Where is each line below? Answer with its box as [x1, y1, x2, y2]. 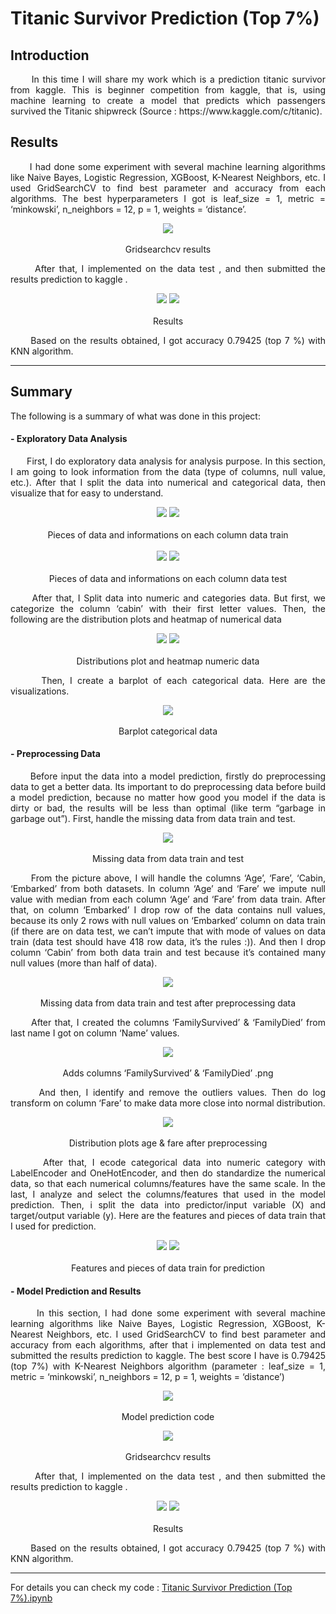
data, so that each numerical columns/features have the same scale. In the [10, 1178, 326, 1190]
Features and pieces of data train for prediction [71, 1262, 265, 1274]
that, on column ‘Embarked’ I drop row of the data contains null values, [10, 904, 326, 916]
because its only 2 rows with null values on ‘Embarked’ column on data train [10, 915, 326, 927]
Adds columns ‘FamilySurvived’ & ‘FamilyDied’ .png [62, 1067, 274, 1079]
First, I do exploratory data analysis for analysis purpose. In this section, [26, 455, 326, 467]
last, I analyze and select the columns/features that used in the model [10, 1188, 326, 1201]
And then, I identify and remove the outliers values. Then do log [38, 1087, 326, 1099]
